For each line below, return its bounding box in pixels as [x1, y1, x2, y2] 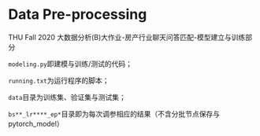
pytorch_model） [8, 119, 65, 128]
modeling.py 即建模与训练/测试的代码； [8, 59, 132, 68]
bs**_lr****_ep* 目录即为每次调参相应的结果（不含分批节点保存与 [8, 108, 221, 119]
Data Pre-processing [8, 6, 147, 24]
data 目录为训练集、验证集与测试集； [8, 92, 126, 101]
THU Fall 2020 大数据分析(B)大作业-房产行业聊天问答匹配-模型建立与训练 [8, 32, 246, 42]
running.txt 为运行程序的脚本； [8, 75, 110, 85]
